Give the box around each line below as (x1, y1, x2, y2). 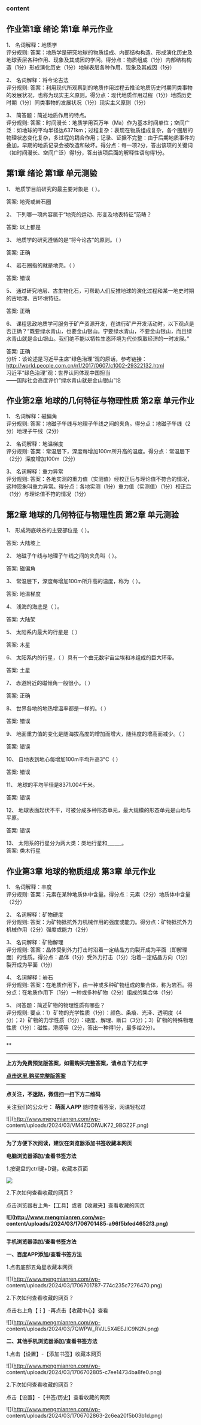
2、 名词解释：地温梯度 (6, 440, 64, 447)
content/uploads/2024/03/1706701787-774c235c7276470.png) (6, 1281, 163, 1288)
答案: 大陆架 (6, 616, 36, 623)
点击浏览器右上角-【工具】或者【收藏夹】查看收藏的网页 (6, 1202, 145, 1209)
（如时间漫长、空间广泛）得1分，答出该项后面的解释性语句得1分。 (6, 148, 168, 156)
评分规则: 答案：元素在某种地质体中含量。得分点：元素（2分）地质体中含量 (6, 890, 191, 898)
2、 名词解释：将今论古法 (6, 76, 69, 83)
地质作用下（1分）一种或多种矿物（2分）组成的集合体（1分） (26, 989, 176, 996)
